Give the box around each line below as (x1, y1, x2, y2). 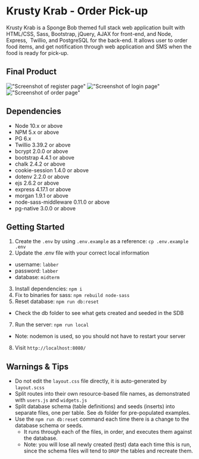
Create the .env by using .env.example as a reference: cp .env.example (14, 238, 189, 245)
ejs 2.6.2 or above (14, 179, 60, 186)
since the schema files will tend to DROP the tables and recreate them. (23, 447, 194, 455)
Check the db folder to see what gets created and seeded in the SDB (14, 310, 184, 317)
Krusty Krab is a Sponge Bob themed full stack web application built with (6, 24, 185, 31)
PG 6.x (14, 134, 32, 142)
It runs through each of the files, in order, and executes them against (23, 429, 192, 436)
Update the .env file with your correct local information (14, 249, 150, 256)
